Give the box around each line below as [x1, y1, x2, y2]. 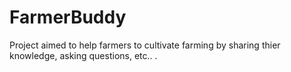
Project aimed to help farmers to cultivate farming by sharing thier [9, 39, 281, 51]
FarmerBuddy [9, 6, 127, 29]
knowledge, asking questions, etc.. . [9, 49, 158, 61]
